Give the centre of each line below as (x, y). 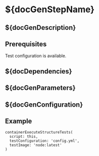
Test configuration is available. (36, 56)
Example (19, 121)
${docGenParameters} (40, 88)
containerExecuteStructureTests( (39, 133)
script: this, (24, 137)
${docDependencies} (39, 71)
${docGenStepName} (50, 10)
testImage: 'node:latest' (36, 145)
